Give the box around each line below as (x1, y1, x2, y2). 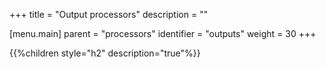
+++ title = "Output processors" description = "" (9, 9, 209, 20)
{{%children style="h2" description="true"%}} (9, 47, 201, 59)
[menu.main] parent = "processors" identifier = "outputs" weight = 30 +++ (9, 28, 317, 39)
